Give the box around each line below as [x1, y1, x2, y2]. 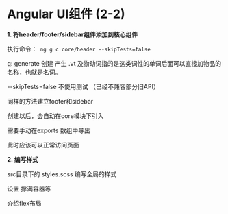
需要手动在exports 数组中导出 [7, 126, 90, 134]
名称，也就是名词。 [7, 68, 62, 76]
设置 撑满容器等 [7, 185, 51, 193]
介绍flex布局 [7, 199, 42, 207]
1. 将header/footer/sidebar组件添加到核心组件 [7, 30, 138, 38]
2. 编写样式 [7, 155, 39, 163]
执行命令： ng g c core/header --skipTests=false [7, 45, 151, 53]
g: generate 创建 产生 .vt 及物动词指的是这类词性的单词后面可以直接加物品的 [7, 59, 221, 67]
